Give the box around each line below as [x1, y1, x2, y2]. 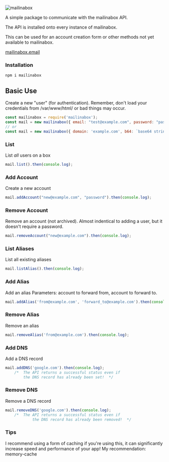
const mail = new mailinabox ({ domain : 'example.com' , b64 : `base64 [5, 129, 152, 134]
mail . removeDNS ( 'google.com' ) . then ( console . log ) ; [5, 407, 112, 413]
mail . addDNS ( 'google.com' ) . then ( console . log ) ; [5, 365, 105, 370]
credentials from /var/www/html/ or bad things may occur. [5, 105, 126, 111]
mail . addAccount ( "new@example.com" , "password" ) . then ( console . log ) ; [5, 195, 152, 200]
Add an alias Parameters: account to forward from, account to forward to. [5, 289, 157, 296]
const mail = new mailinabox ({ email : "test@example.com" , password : [5, 120, 154, 125]
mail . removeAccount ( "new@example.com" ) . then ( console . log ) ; [5, 234, 132, 239]
